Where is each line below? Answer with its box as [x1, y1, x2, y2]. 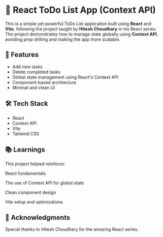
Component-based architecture [12, 79, 76, 85]
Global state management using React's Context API [12, 74, 119, 80]
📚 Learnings [5, 145, 45, 154]
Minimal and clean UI [12, 85, 55, 90]
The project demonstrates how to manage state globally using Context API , [5, 31, 159, 37]
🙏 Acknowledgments [5, 213, 70, 222]
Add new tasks [12, 63, 43, 69]
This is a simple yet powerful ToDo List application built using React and [5, 21, 152, 27]
